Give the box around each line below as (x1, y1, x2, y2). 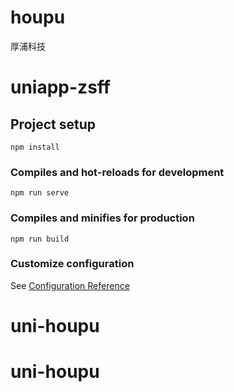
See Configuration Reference (10, 279, 130, 291)
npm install (10, 142, 60, 152)
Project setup (10, 116, 97, 133)
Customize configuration (10, 257, 135, 271)
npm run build (10, 234, 70, 244)
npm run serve (10, 188, 70, 198)
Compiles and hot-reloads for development (10, 165, 225, 179)
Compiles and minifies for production (10, 211, 195, 225)
